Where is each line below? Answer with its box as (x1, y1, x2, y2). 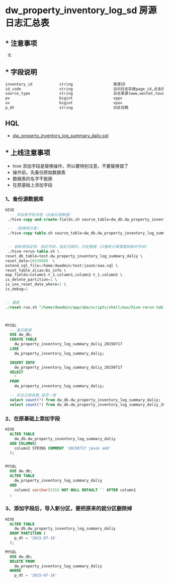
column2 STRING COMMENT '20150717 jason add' (14, 445, 112, 451)
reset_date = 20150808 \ (5, 258, 55, 263)
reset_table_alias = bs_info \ (5, 267, 66, 273)
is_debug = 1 (5, 287, 28, 292)
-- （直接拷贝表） (7, 226, 41, 231)
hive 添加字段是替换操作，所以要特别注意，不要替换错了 (12, 163, 129, 169)
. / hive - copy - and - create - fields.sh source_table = (7, 217, 112, 222)
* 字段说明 (5, 68, 37, 76)
